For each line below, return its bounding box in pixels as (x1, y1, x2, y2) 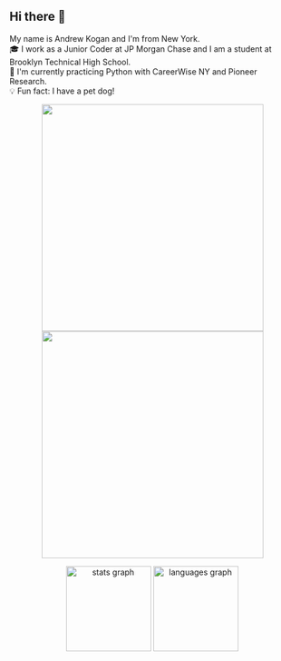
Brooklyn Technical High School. (9, 56, 131, 67)
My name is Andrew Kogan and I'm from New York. (9, 33, 200, 44)
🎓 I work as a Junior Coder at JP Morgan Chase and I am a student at (9, 43, 272, 54)
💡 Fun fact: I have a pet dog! (9, 85, 115, 96)
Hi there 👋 (9, 9, 66, 25)
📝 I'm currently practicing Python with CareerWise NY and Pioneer (9, 65, 257, 77)
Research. (9, 75, 47, 86)
